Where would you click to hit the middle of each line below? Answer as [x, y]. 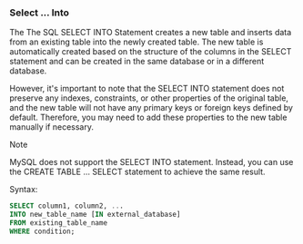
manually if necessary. [51, 127]
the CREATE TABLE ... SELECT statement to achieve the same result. [137, 172]
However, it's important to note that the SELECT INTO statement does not [147, 89]
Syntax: [24, 190]
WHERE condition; [42, 231]
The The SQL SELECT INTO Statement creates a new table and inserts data [151, 33]
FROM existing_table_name [58, 223]
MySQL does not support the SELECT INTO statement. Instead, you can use [151, 162]
